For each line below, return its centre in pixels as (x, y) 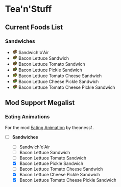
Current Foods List (34, 27)
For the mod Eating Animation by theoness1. (49, 127)
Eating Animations (27, 117)
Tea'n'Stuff (29, 9)
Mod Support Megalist (40, 103)
